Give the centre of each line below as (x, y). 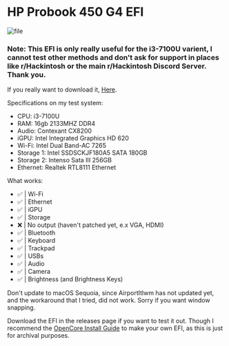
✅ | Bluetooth (36, 233)
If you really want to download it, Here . (62, 89)
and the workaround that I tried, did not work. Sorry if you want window (109, 301)
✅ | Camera (33, 272)
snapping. (21, 307)
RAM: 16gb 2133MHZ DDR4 (56, 124)
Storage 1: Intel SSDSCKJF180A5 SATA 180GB (82, 153)
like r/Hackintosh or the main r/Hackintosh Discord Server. (107, 66)
